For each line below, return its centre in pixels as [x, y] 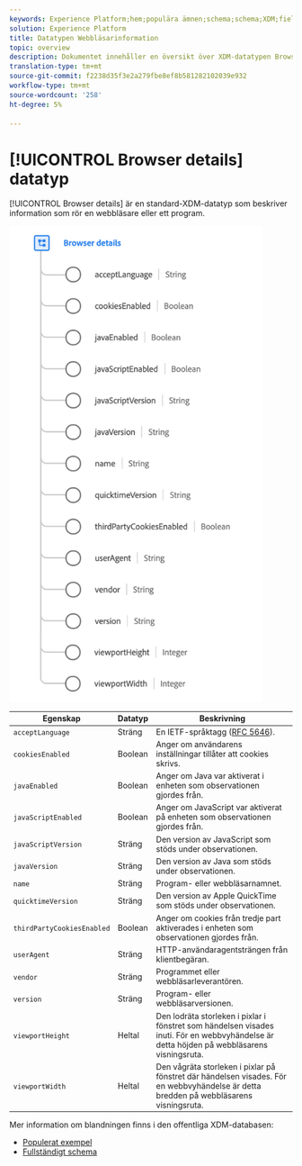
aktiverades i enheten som [205, 927]
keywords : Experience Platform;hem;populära [94, 19]
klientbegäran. [182, 959]
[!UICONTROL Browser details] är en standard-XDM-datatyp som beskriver [148, 203]
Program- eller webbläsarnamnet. [219, 883]
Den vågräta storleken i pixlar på [216, 1066]
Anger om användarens [199, 744]
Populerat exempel [57, 1143]
